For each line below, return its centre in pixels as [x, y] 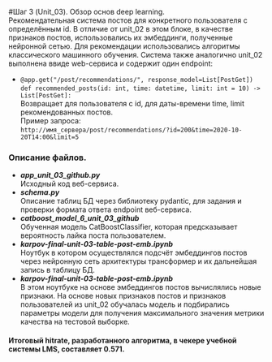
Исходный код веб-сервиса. [69, 184]
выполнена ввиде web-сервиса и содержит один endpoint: [111, 63]
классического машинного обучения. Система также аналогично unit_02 [136, 55]
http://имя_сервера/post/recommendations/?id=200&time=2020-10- [131, 130]
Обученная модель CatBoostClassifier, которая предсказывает [129, 227]
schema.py [40, 192]
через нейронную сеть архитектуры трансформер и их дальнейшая [138, 261]
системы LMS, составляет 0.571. [67, 349]
